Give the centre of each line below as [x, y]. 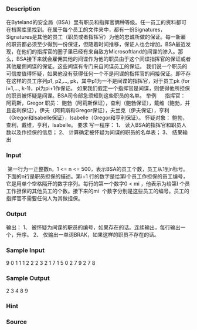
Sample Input [26, 250]
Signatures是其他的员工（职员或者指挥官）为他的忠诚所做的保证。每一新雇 [96, 37]
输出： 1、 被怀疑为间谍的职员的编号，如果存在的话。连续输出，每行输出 [93, 227]
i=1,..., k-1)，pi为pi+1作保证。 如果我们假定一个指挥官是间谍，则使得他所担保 [98, 88]
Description [23, 9]
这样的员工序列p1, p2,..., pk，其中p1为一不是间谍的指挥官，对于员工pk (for [100, 81]
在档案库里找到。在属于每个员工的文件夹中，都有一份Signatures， [86, 30]
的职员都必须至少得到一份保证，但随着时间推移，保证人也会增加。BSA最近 [96, 44]
